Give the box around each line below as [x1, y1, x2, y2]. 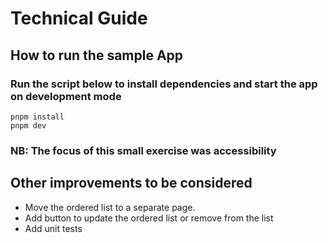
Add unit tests [24, 222, 83, 234]
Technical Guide [10, 7, 148, 30]
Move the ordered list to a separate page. [24, 201, 196, 213]
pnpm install [10, 112, 65, 122]
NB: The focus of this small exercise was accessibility [10, 143, 277, 157]
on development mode [10, 89, 122, 103]
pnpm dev [10, 120, 47, 131]
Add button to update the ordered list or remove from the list [24, 212, 274, 224]
